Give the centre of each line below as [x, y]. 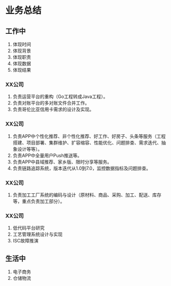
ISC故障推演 [25, 241]
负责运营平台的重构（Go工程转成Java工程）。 [60, 97]
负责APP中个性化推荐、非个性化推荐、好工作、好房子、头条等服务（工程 [89, 136]
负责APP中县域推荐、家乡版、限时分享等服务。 [62, 161]
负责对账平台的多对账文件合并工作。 [51, 103]
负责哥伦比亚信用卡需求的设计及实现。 [53, 109]
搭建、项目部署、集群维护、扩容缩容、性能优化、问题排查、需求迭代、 [87, 142]
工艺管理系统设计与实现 [37, 234]
